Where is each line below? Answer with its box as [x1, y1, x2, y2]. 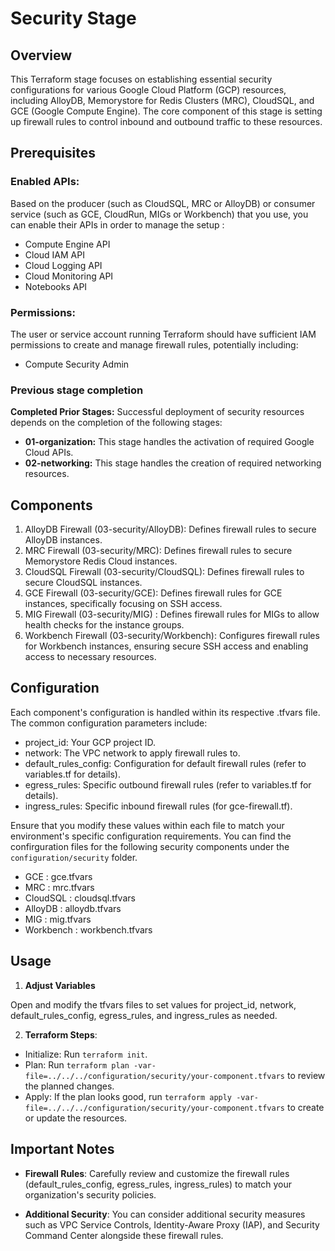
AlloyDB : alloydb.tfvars [24, 902, 122, 914]
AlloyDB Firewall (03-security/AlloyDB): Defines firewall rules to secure [24, 523, 317, 536]
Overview [10, 47, 73, 64]
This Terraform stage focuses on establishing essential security [10, 73, 273, 85]
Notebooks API [24, 280, 88, 292]
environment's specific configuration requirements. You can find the [10, 830, 292, 842]
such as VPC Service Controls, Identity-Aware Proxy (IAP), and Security [24, 1218, 320, 1231]
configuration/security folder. [10, 851, 138, 863]
